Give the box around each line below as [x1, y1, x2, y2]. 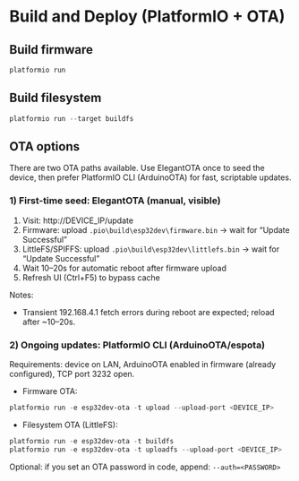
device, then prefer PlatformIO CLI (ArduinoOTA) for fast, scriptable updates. [9, 172, 292, 183]
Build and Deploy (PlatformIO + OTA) [9, 6, 286, 27]
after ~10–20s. [21, 316, 76, 327]
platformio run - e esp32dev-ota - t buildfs [9, 436, 175, 445]
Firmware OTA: [21, 385, 78, 396]
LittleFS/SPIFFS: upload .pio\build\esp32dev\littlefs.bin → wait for [21, 244, 280, 254]
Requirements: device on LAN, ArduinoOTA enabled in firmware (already [9, 358, 277, 369]
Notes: [9, 289, 34, 300]
